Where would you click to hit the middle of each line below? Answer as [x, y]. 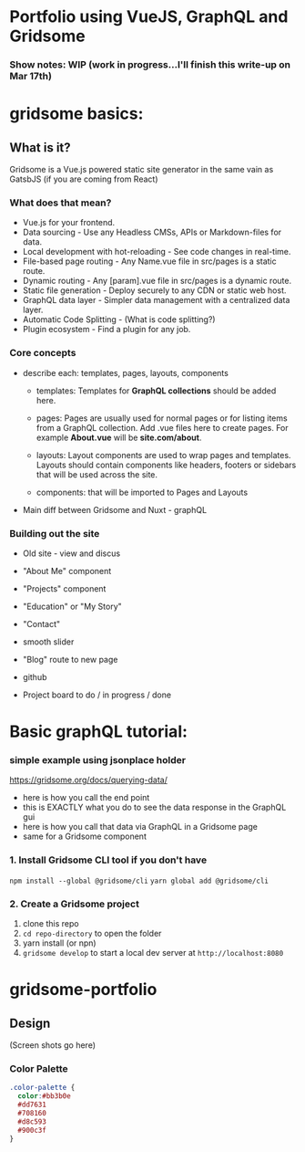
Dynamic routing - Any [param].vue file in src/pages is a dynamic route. [157, 281]
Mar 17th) [31, 77]
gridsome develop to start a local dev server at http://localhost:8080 [153, 953]
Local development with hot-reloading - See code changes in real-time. [157, 252]
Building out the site [55, 533]
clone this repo [51, 924]
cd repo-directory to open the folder [92, 934]
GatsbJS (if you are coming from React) [84, 179]
